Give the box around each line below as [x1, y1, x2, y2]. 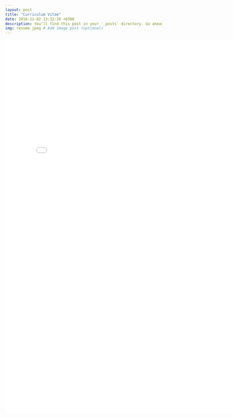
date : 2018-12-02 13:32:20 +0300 [5, 16, 75, 21]
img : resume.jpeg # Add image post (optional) [5, 26, 104, 31]
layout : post [5, 7, 32, 12]
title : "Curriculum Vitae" [5, 12, 61, 17]
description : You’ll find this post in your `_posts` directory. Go [5, 21, 150, 26]
